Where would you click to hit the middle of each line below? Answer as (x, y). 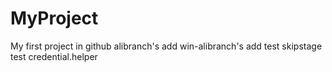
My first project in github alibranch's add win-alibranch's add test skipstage (166, 46)
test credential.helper (54, 56)
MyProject (54, 18)
